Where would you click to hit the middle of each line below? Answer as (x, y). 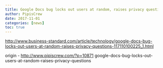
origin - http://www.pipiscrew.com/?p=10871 (49, 55)
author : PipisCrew (24, 14)
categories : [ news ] (25, 23)
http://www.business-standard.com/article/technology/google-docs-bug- (79, 41)
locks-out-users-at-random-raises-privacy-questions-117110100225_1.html (79, 46)
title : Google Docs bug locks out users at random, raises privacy (75, 9)
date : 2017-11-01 (23, 18)
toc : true (15, 27)
